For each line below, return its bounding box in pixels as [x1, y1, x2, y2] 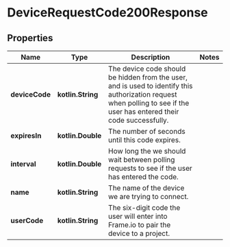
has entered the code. [108, 172, 179, 181]
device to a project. [108, 228, 170, 238]
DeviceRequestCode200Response [7, 5, 208, 21]
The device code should [108, 64, 186, 73]
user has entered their [108, 107, 179, 116]
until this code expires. [108, 135, 181, 145]
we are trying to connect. [108, 192, 189, 201]
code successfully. [108, 115, 169, 125]
